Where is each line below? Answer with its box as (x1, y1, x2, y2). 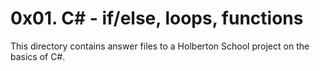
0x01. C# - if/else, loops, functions (10, 7, 304, 30)
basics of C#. (10, 50, 66, 62)
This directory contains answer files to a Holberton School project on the (10, 40, 310, 52)
